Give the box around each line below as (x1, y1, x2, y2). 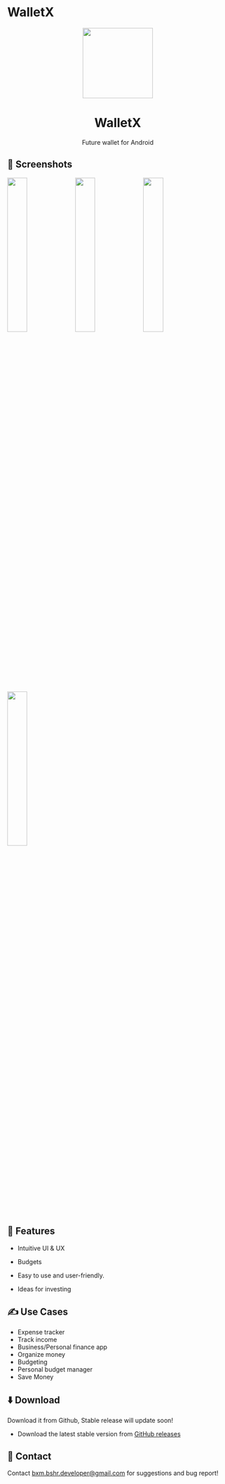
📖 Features (7, 1225, 55, 1237)
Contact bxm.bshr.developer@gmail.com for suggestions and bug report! (7, 1469, 219, 1477)
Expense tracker (17, 1328, 65, 1336)
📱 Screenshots (7, 159, 73, 171)
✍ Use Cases (7, 1306, 69, 1317)
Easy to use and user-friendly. (17, 1271, 105, 1280)
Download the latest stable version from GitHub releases (17, 1430, 181, 1438)
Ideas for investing (17, 1284, 71, 1293)
